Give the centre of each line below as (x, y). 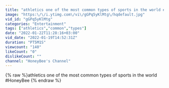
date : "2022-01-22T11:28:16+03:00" (43, 33)
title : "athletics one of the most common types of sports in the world (83, 10)
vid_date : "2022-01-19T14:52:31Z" (41, 38)
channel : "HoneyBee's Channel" (38, 61)
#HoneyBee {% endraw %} (33, 80)
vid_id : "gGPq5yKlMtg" (29, 19)
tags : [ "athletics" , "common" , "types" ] (46, 28)
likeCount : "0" (21, 51)
